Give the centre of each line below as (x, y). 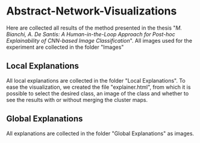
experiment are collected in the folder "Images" (65, 47)
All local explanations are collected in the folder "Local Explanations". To (96, 80)
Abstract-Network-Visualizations (92, 11)
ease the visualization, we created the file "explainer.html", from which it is (98, 87)
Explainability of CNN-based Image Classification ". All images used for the (99, 40)
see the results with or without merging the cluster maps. (77, 100)
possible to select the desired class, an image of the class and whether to (98, 93)
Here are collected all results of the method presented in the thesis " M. (94, 28)
